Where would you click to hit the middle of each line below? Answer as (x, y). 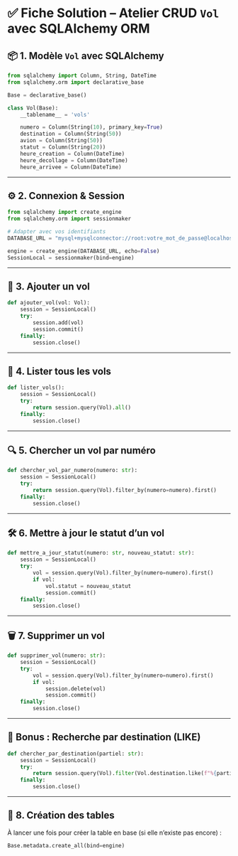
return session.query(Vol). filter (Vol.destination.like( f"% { (125, 774)
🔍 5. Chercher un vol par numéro (81, 450)
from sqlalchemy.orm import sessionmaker (69, 219)
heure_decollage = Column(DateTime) (74, 160)
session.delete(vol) (75, 689)
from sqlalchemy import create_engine (64, 212)
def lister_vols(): (36, 388)
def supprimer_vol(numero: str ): (57, 656)
